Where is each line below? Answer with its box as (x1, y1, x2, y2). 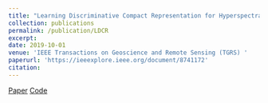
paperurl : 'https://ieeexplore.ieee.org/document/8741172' (8, 57, 209, 65)
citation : (8, 64, 41, 72)
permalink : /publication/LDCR (8, 26, 109, 34)
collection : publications (8, 19, 94, 27)
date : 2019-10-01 (8, 42, 66, 50)
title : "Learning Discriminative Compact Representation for (8, 11, 216, 20)
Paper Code (8, 85, 48, 95)
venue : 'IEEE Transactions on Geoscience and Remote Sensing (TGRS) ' (8, 49, 248, 57)
